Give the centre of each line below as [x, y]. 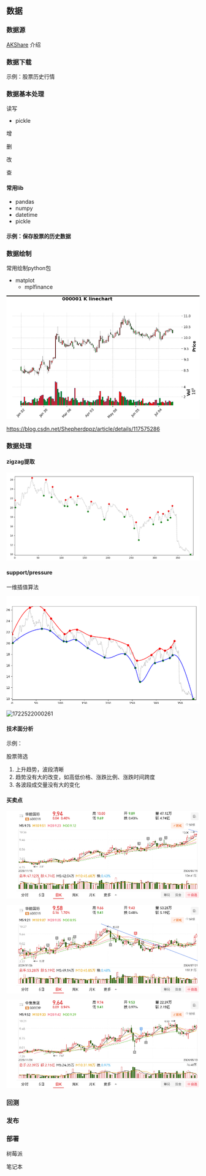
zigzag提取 [21, 462]
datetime [26, 215]
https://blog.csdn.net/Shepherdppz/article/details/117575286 [83, 429]
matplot [25, 281]
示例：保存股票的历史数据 [39, 236]
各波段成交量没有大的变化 [48, 785]
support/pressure [29, 572]
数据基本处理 [25, 94]
